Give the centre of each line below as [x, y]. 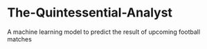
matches [20, 39]
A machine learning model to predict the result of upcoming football [104, 32]
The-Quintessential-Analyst [90, 13]
